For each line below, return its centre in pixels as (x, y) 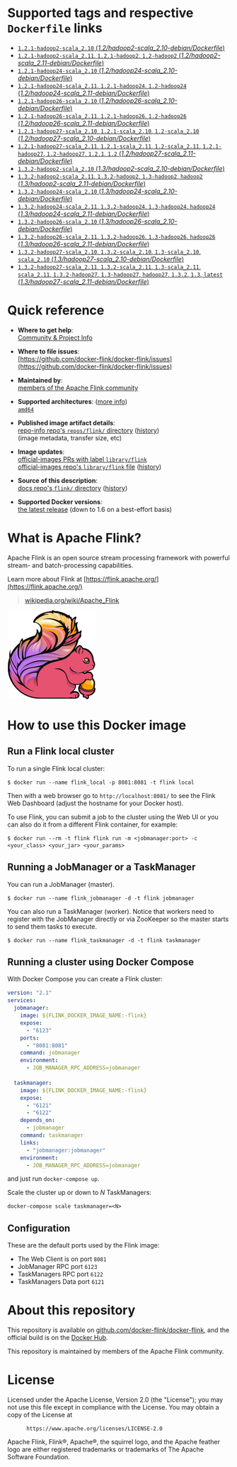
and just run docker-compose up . (53, 1179)
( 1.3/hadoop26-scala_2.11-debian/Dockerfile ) (83, 244)
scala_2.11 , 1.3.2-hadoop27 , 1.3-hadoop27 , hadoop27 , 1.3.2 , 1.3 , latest (120, 274)
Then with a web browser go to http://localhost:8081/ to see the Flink (111, 795)
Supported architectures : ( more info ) (73, 401)
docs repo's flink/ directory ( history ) (73, 488)
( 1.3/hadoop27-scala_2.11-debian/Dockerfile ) (83, 281)
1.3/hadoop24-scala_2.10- (139, 191)
